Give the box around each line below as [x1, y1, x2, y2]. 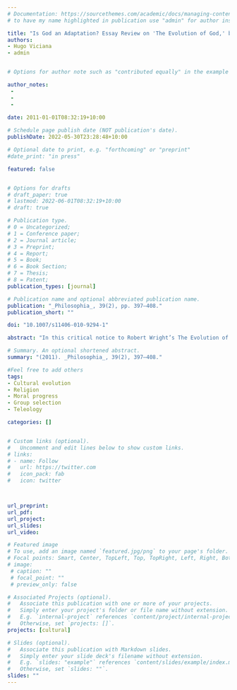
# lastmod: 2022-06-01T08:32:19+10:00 [7, 197, 121, 205]
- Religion [7, 386, 39, 393]
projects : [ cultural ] [7, 626, 71, 633]
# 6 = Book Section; [7, 263, 68, 270]
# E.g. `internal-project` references [7, 614, 128, 621]
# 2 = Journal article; [7, 236, 78, 244]
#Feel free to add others [7, 366, 83, 374]
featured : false [7, 166, 55, 173]
